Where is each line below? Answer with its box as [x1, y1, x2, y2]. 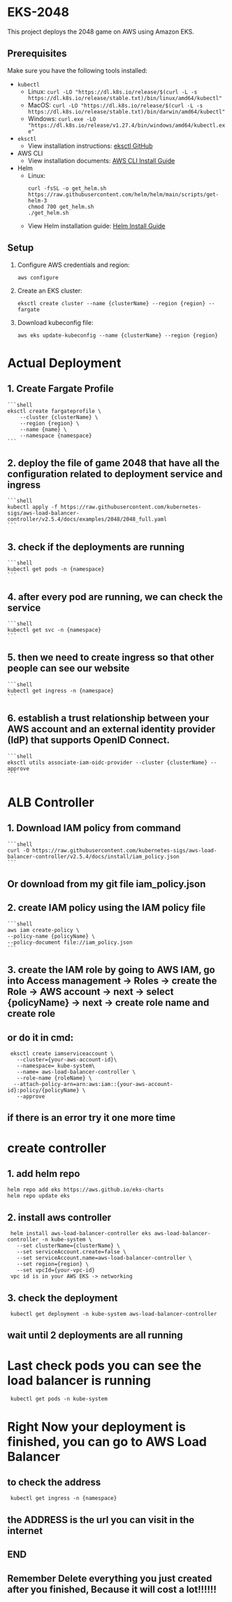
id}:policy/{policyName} [7, 1087, 80, 1094]
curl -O [7, 847, 30, 854]
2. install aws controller [7, 1211, 112, 1223]
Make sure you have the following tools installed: [7, 66, 148, 74]
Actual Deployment [7, 355, 122, 371]
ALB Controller [7, 794, 94, 810]
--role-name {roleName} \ [16, 1075, 92, 1082]
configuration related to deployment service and [7, 468, 223, 480]
